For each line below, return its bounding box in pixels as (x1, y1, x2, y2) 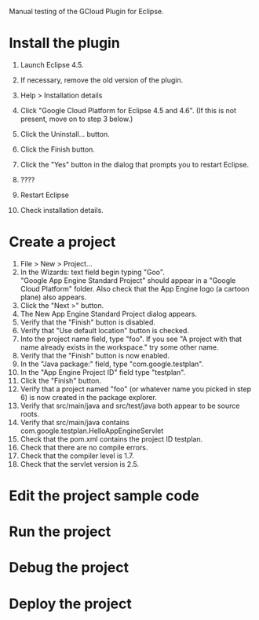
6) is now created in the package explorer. (20, 392, 158, 402)
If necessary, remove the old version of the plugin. (20, 75, 184, 85)
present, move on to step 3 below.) (20, 114, 133, 123)
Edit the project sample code (9, 487, 199, 505)
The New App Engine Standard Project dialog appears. (20, 309, 198, 318)
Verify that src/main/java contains (20, 417, 130, 427)
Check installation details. (20, 205, 104, 215)
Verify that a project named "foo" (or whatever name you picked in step (20, 384, 252, 394)
